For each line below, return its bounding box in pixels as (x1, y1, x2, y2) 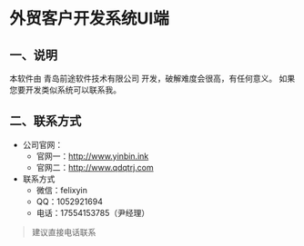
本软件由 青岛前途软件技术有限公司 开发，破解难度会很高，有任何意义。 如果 (9, 74, 296, 84)
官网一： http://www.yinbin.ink (35, 151, 149, 162)
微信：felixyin (35, 184, 88, 195)
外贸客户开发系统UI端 (9, 8, 170, 29)
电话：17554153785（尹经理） (35, 207, 150, 218)
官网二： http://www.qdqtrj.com (35, 162, 154, 172)
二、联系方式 (9, 113, 82, 129)
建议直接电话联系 (31, 226, 96, 237)
